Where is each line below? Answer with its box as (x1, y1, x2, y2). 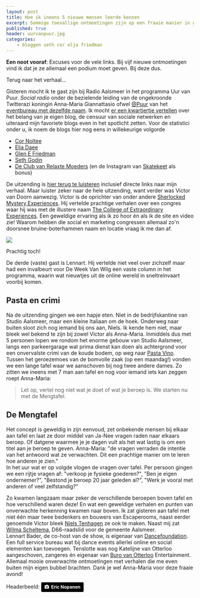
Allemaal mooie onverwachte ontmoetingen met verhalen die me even (6, 557, 177, 565)
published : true (6, 25, 46, 32)
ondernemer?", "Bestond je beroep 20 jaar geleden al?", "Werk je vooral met (6, 476, 193, 484)
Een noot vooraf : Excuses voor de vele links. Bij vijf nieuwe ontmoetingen (6, 58, 187, 66)
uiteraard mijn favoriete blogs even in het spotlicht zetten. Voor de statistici (6, 119, 190, 126)
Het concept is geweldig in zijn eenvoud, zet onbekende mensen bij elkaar (6, 426, 189, 433)
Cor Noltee (14, 137, 42, 144)
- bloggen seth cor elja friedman (17, 42, 102, 48)
